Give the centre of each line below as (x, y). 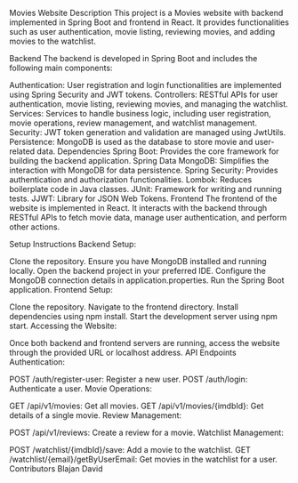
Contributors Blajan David (56, 469)
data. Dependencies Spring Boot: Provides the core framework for (158, 151)
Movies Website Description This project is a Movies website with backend (146, 13)
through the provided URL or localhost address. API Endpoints (123, 352)
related (22, 151)
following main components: (61, 68)
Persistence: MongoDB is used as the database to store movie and (131, 142)
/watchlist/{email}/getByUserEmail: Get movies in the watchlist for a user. (143, 459)
